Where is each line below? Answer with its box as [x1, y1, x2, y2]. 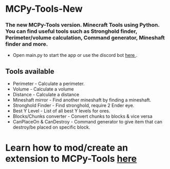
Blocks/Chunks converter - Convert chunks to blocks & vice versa [12, 113, 153, 119]
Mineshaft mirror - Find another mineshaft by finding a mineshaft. [12, 97, 152, 103]
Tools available [5, 67, 54, 76]
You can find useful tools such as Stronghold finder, [5, 28, 138, 35]
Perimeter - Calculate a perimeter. [12, 80, 85, 87]
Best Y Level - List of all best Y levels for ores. [12, 108, 110, 114]
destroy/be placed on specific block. [12, 124, 90, 131]
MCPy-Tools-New [5, 3, 83, 15]
